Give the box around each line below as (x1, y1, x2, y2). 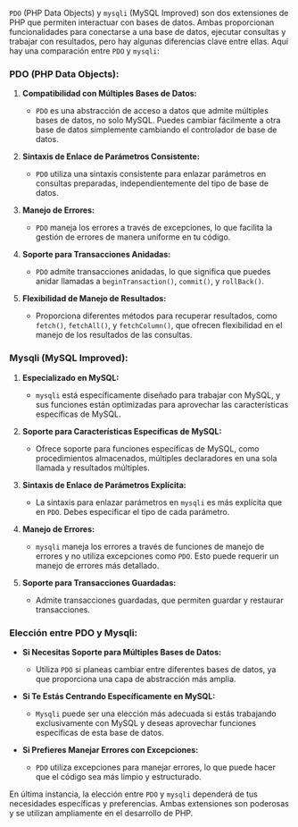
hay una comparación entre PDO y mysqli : (9, 46, 160, 56)
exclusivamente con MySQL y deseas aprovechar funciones (35, 717, 257, 728)
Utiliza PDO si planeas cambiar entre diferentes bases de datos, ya (35, 663, 277, 674)
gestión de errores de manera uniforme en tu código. (35, 232, 231, 242)
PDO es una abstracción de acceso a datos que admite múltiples (35, 105, 269, 116)
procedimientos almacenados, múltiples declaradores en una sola (35, 452, 277, 463)
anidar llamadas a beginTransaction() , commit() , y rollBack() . (35, 276, 265, 287)
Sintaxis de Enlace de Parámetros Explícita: (21, 479, 186, 490)
